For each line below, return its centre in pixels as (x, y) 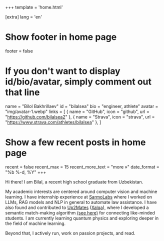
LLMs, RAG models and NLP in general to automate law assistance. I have (81, 202)
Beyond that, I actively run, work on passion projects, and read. (70, 233)
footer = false (19, 51)
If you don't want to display (63, 71)
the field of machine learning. (35, 223)
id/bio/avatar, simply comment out (78, 82)
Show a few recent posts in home (75, 142)
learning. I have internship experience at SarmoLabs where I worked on (79, 196)
